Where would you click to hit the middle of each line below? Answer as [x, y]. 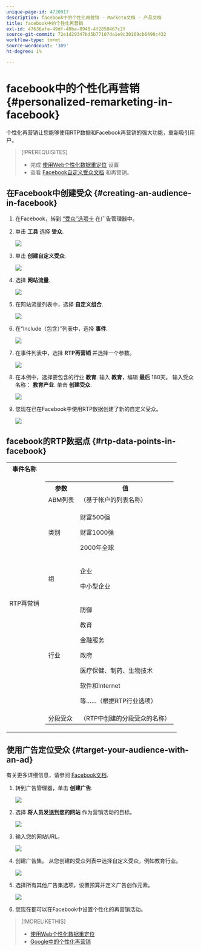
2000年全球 [97, 548]
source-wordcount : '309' [38, 46]
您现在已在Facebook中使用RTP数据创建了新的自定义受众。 [88, 409]
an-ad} [20, 760]
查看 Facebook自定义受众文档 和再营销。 [81, 172]
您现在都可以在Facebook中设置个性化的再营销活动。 [81, 909]
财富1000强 [97, 533]
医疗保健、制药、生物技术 [116, 671]
